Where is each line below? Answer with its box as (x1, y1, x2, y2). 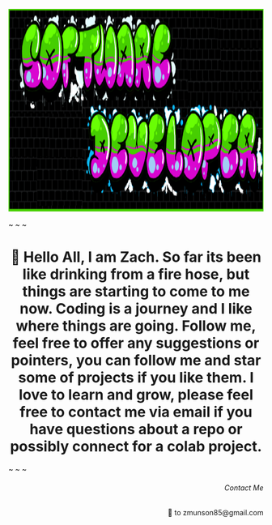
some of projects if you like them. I (18, 369, 254, 387)
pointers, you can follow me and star (11, 352, 261, 369)
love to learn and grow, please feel (19, 386, 253, 404)
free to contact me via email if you (19, 403, 253, 421)
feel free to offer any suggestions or (12, 334, 260, 352)
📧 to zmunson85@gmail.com (167, 508, 264, 518)
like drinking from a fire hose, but (22, 265, 250, 284)
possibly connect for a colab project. (10, 437, 262, 456)
